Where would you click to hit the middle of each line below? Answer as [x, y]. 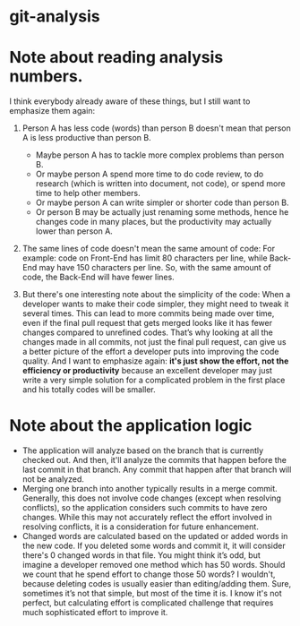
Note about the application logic [131, 426]
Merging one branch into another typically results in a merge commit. [150, 489]
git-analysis [55, 17]
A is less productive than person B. [87, 138]
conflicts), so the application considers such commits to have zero [145, 508]
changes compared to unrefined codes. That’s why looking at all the [147, 332]
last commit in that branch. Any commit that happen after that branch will [157, 470]
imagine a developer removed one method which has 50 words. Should [154, 565]
